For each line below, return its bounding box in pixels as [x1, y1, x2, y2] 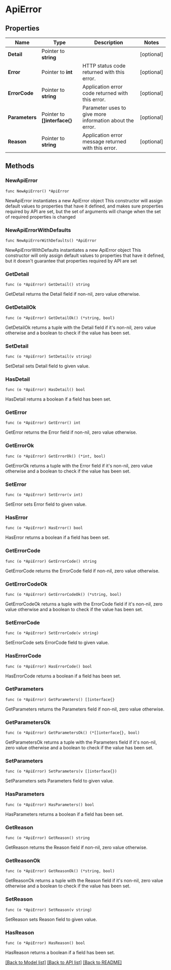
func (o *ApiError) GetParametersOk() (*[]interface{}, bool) [5, 730, 140, 736]
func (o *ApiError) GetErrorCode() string [5, 559, 97, 564]
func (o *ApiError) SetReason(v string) [5, 907, 93, 912]
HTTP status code [82, 62, 126, 69]
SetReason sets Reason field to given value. [5, 916, 97, 922]
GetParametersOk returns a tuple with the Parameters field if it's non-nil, [5, 739, 157, 745]
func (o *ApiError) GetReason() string [5, 835, 90, 841]
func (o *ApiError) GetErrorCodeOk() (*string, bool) [5, 592, 122, 597]
